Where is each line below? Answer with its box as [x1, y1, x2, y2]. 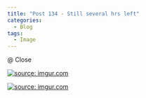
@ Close [7, 55, 32, 64]
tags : [7, 29, 23, 37]
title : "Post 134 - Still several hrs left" [7, 10, 140, 17]
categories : [7, 17, 42, 24]
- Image [13, 36, 36, 43]
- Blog [13, 23, 33, 30]
